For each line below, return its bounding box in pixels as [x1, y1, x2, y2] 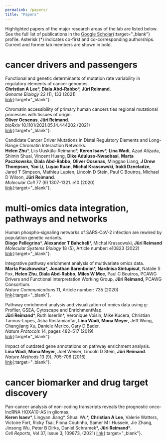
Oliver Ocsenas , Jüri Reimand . [5, 117, 70, 123]
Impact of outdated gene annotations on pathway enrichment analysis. [5, 343, 151, 349]
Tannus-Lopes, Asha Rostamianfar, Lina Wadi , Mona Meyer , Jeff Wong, [5, 318, 153, 324]
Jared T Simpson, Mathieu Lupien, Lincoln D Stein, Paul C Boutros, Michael [5, 169, 160, 175]
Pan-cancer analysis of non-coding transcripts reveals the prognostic [5, 404, 149, 410]
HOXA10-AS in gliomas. [21, 409, 70, 415]
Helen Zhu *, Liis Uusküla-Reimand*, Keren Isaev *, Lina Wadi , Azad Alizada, [5, 148, 161, 154]
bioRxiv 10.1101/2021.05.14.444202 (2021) [5, 122, 91, 128]
